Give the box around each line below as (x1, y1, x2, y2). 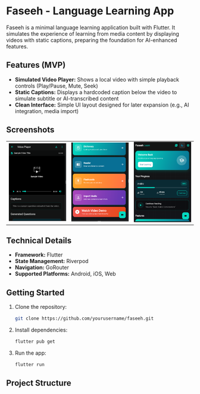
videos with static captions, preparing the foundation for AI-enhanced (6, 36, 177, 43)
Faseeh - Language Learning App (6, 4, 174, 18)
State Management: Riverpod (14, 258, 89, 265)
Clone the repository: (14, 304, 67, 311)
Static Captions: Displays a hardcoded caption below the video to (14, 88, 177, 96)
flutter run (14, 362, 45, 368)
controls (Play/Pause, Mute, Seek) (14, 82, 98, 89)
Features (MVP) (6, 60, 66, 70)
